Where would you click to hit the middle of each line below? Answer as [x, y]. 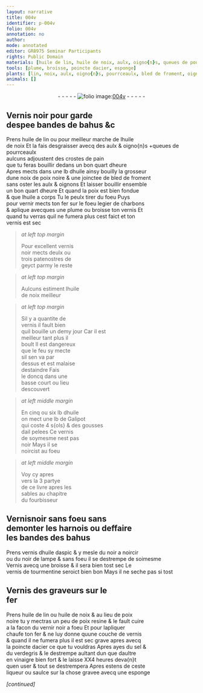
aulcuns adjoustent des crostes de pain [55, 158]
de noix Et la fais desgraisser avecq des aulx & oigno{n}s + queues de [93, 145]
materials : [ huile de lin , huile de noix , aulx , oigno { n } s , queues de [97, 62]
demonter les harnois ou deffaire [69, 529]
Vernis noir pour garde [50, 115]
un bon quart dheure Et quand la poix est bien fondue [73, 190]
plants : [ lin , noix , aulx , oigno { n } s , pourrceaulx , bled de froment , [96, 74]
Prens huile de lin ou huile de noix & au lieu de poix [69, 615]
